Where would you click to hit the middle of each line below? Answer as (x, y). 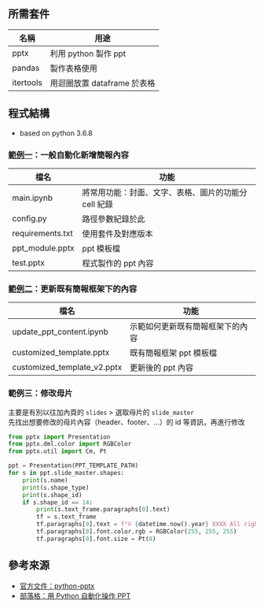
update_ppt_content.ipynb (60, 332)
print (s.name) (45, 480)
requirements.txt (42, 233)
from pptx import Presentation (59, 437)
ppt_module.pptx (43, 248)
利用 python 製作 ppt (88, 54)
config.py (29, 218)
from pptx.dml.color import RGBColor (70, 444)
